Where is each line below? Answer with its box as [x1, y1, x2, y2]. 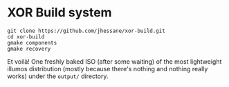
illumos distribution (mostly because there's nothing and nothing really [7, 64, 208, 73]
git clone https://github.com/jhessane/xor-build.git [7, 27, 166, 34]
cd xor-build [7, 33, 45, 40]
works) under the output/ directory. [7, 72, 109, 80]
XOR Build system [7, 5, 112, 21]
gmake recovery [7, 45, 51, 52]
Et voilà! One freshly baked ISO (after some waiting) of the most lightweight [7, 57, 222, 66]
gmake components [7, 39, 57, 46]
